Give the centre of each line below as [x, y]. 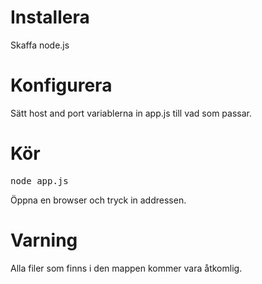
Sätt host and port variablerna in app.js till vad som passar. [131, 113]
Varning [44, 240]
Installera [50, 17]
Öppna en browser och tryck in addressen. [98, 200]
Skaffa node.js [40, 45]
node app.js [39, 180]
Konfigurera [61, 85]
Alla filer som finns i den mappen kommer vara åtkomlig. [126, 268]
